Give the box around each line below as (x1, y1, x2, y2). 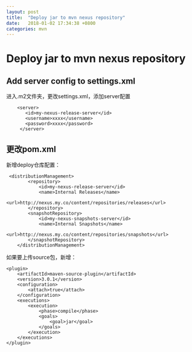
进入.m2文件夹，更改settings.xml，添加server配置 (6, 93, 131, 100)
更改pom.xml (6, 144, 56, 154)
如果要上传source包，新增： (6, 254, 77, 261)
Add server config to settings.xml (6, 76, 136, 86)
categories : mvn (6, 25, 47, 32)
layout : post (6, 8, 39, 15)
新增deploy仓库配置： (6, 161, 60, 168)
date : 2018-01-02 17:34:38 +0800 (6, 20, 96, 26)
